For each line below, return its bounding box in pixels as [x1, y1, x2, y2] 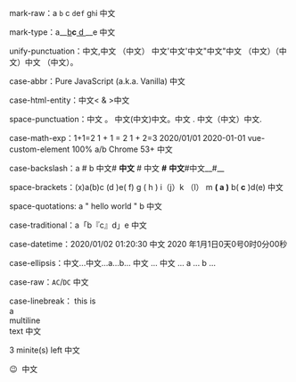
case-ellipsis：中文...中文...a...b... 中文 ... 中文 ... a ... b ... [9, 258, 217, 268]
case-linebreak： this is [9, 295, 96, 306]
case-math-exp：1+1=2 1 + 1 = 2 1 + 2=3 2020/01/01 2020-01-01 [9, 133, 246, 143]
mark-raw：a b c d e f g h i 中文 [9, 8, 116, 18]
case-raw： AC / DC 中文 [9, 277, 89, 287]
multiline [9, 315, 41, 326]
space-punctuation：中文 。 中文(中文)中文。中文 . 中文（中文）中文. [9, 114, 263, 124]
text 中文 [9, 326, 42, 336]
